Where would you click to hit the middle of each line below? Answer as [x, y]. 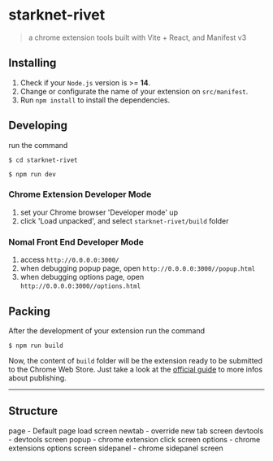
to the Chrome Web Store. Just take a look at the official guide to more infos [135, 369]
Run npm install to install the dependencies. [95, 100]
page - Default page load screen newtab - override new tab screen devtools [136, 431]
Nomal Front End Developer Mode [76, 241]
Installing [32, 63]
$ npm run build [36, 346]
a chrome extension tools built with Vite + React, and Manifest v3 [137, 37]
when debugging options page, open [82, 277]
